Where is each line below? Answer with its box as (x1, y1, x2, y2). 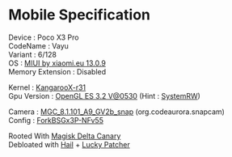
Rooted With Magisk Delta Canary (8, 131, 121, 141)
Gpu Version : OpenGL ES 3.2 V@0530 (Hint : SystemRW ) (8, 91, 200, 100)
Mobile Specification (8, 6, 151, 24)
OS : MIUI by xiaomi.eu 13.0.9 (8, 58, 107, 68)
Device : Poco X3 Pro (8, 32, 79, 42)
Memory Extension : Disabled (8, 66, 107, 76)
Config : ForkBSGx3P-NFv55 (8, 115, 103, 125)
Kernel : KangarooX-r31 (8, 83, 86, 92)
